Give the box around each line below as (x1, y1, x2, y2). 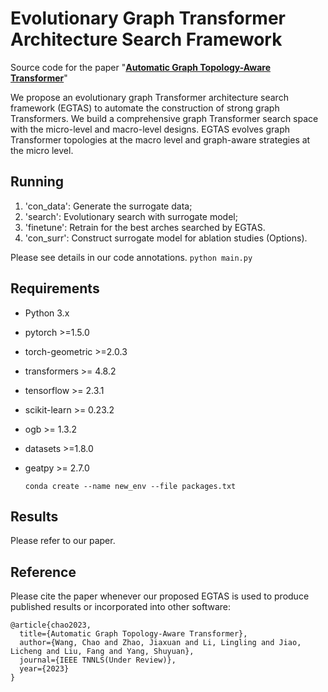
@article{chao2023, (10, 620, 92, 631)
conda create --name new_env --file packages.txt (24, 481, 237, 491)
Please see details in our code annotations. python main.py (10, 251, 253, 263)
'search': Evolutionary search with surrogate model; (24, 210, 238, 222)
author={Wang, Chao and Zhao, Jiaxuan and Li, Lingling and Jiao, (19, 638, 302, 648)
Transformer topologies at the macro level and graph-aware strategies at (10, 133, 311, 146)
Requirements (10, 280, 100, 297)
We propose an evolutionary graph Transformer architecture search (10, 91, 289, 103)
